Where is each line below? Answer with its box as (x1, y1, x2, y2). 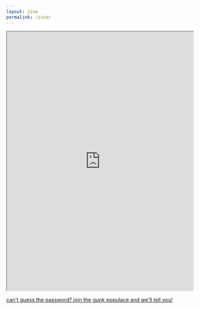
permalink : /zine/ (6, 14, 51, 20)
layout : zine (6, 8, 38, 15)
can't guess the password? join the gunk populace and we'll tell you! (6, 296, 173, 303)
